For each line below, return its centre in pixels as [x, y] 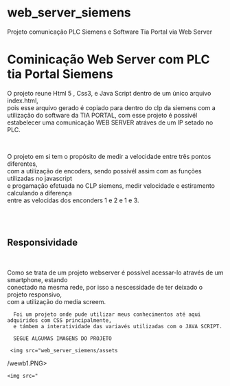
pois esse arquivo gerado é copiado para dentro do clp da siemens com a [111, 107]
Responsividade [42, 243]
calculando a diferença [39, 193]
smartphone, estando [37, 279]
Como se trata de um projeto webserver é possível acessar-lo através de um [115, 272]
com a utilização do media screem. [57, 301]
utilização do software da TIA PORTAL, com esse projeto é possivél [102, 115]
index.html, [23, 100]
